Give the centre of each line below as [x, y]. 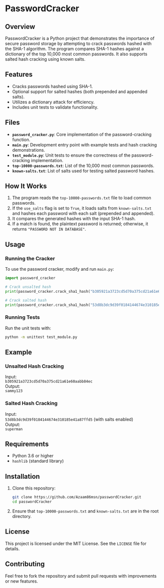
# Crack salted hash [26, 300]
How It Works [26, 186]
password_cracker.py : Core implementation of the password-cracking [82, 134]
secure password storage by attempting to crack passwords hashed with [78, 44]
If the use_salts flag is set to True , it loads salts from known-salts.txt [82, 208]
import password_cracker [30, 278]
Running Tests [22, 317]
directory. [22, 517]
